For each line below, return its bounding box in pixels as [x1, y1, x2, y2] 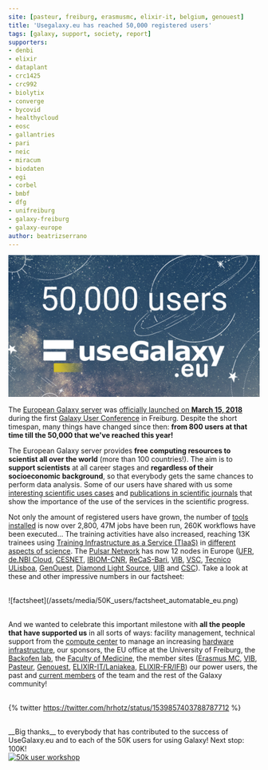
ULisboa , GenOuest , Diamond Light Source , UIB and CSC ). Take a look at [8, 563, 249, 573]
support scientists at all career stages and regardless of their [8, 462, 214, 472]
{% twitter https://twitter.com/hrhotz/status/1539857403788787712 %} [8, 703, 242, 712]
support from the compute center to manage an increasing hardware [8, 636, 234, 646]
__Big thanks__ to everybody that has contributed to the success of [8, 727, 229, 736]
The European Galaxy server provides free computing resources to [8, 446, 231, 455]
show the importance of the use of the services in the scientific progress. [8, 496, 250, 506]
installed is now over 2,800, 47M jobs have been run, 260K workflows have [8, 520, 256, 530]
